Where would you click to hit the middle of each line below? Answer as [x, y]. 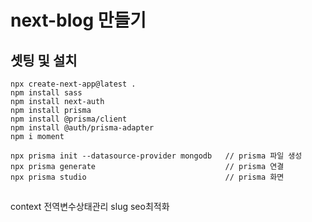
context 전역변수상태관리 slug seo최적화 [90, 207]
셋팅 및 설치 [44, 60]
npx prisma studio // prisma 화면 [147, 177]
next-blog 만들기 [78, 20]
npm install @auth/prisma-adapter [82, 128]
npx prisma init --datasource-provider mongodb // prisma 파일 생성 [156, 156]
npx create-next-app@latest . [73, 84]
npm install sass [46, 93]
